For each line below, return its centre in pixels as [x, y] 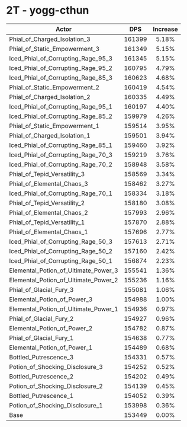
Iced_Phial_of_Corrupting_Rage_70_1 [61, 193]
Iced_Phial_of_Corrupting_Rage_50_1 [61, 260]
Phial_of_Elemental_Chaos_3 [49, 183]
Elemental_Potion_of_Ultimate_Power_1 [64, 309]
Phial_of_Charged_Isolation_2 [50, 97]
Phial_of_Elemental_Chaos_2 [49, 212]
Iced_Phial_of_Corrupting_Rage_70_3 [61, 155]
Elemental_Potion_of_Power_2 [51, 328]
